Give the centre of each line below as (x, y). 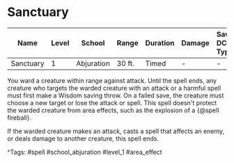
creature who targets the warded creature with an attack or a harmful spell (114, 88)
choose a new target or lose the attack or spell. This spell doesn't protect (112, 102)
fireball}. (19, 117)
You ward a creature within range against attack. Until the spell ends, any (112, 80)
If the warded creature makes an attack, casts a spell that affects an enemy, (116, 131)
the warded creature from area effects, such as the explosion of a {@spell (113, 110)
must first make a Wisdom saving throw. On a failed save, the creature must (116, 95)
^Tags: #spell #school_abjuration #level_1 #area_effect (85, 152)
